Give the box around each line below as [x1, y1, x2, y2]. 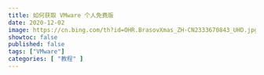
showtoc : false [8, 33, 58, 41]
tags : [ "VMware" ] [8, 48, 65, 55]
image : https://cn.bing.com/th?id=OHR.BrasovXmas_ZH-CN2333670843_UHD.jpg [8, 26, 258, 34]
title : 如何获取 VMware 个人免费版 [8, 11, 114, 20]
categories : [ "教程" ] [8, 55, 84, 63]
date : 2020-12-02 [8, 19, 65, 27]
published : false [8, 41, 65, 48]
